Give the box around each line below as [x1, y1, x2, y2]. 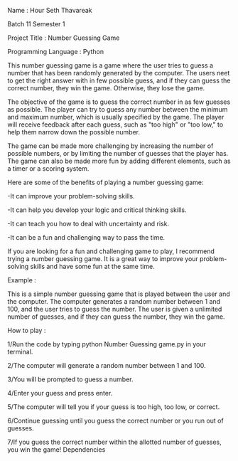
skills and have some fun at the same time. [30, 263, 155, 270]
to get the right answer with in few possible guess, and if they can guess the [7, 76, 231, 85]
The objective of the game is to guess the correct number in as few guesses [7, 97, 231, 106]
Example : [7, 276, 37, 284]
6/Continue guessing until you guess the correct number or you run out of [7, 416, 224, 425]
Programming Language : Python [7, 48, 104, 55]
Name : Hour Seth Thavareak [7, 6, 92, 14]
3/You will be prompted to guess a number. [7, 375, 134, 383]
